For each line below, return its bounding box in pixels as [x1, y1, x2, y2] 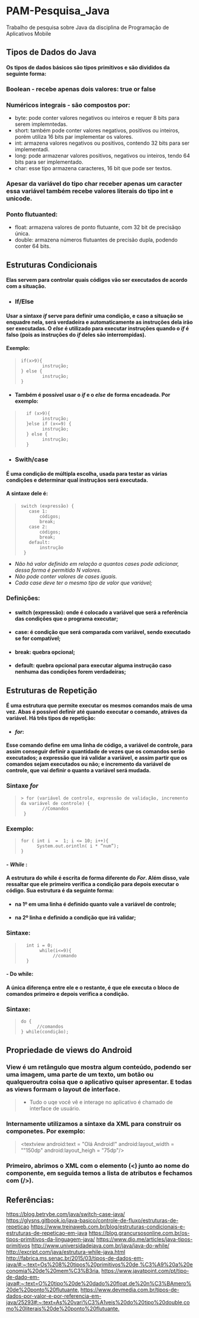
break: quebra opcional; [14, 648, 75, 655]
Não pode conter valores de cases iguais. [14, 572, 117, 580]
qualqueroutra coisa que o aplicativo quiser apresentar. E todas [6, 1078, 192, 1086]
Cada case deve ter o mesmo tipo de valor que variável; [14, 579, 153, 586]
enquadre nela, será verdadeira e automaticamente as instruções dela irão [6, 319, 193, 326]
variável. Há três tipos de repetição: [6, 715, 96, 722]
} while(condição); [20, 1029, 69, 1035]
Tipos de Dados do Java [6, 47, 97, 58]
